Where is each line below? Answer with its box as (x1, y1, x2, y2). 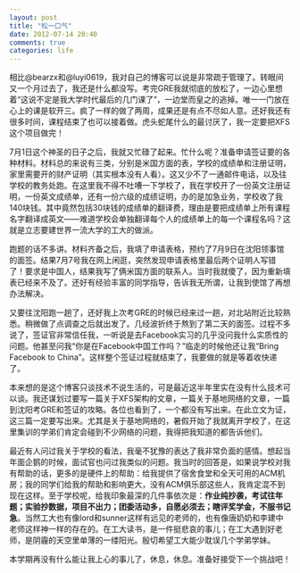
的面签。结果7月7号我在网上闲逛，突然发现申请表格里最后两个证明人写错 (9, 255, 277, 266)
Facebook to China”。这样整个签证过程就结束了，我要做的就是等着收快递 (9, 352, 278, 362)
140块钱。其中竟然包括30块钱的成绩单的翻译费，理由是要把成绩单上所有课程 (9, 203, 291, 213)
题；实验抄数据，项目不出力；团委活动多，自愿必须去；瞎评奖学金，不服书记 (9, 502, 291, 512)
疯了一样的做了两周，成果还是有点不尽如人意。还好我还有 (79, 105, 291, 116)
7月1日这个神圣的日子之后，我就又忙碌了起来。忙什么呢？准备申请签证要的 (9, 146, 283, 157)
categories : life (9, 46, 74, 55)
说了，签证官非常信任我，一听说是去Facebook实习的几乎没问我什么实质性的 (9, 329, 288, 340)
